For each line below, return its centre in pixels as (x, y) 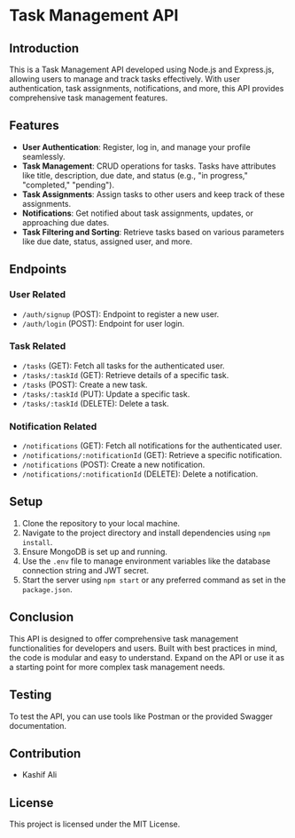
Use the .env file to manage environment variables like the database (146, 561)
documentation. (38, 725)
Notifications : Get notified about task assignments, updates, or (138, 213)
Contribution (45, 753)
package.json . (47, 589)
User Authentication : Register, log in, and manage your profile (136, 146)
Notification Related (53, 426)
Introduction (44, 48)
